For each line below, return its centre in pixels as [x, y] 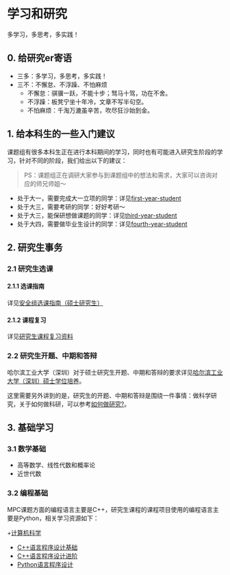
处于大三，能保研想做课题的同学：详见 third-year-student [97, 215]
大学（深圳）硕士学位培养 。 [46, 381]
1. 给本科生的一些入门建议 [61, 134]
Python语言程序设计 [45, 564]
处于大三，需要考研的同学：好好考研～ [71, 207]
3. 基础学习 [30, 427]
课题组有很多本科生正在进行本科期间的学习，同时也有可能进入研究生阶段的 [112, 152]
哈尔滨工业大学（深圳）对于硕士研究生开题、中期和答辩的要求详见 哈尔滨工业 [115, 372]
